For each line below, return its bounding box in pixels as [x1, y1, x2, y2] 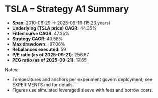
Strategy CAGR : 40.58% [12, 36, 63, 42]
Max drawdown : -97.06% [12, 41, 66, 47]
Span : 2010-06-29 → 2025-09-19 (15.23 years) [12, 20, 111, 26]
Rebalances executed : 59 [12, 46, 66, 52]
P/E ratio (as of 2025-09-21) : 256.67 [12, 51, 89, 58]
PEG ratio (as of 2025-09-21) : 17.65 [12, 57, 87, 63]
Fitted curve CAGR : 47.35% [12, 30, 70, 36]
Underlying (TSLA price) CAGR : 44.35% [12, 25, 97, 31]
